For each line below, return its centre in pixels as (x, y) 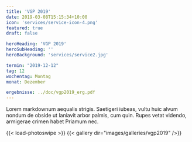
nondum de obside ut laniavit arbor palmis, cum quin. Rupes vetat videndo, (97, 116)
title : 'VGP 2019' (28, 11)
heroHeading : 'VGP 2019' (36, 44)
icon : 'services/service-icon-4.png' (52, 22)
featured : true (25, 28)
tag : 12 (16, 71)
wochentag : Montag (28, 76)
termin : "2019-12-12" (32, 65)
